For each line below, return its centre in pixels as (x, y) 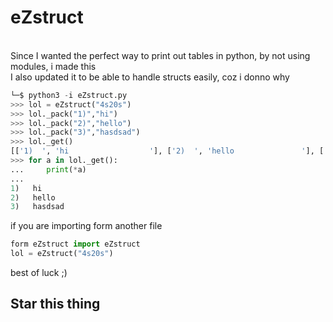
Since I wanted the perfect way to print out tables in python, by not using (160, 55)
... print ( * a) (48, 169)
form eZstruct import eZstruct (75, 244)
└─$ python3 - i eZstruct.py (69, 95)
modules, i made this (53, 66)
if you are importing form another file (86, 226)
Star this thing (55, 304)
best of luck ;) (39, 273)
